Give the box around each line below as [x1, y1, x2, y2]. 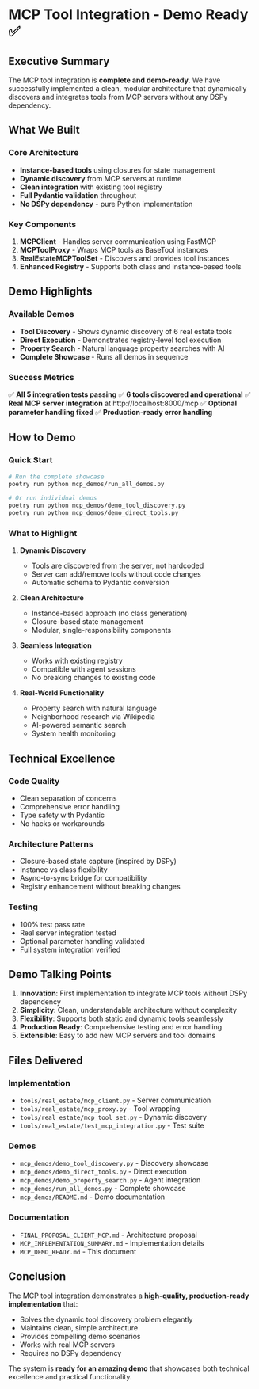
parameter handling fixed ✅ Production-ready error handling [8, 407, 213, 417]
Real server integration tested [19, 928, 116, 938]
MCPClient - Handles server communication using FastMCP [19, 236, 216, 246]
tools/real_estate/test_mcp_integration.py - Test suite [19, 1121, 204, 1130]
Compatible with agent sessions [31, 664, 136, 674]
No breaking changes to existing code [31, 673, 156, 683]
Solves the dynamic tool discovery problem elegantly [19, 1315, 193, 1324]
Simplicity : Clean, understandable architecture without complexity [19, 1006, 238, 1015]
